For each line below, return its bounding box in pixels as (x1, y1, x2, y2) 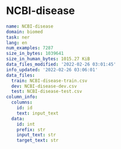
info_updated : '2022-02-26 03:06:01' (6, 67, 98, 72)
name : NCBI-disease (6, 23, 54, 29)
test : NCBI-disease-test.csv (11, 89, 82, 95)
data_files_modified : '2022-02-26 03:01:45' (6, 61, 116, 68)
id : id (16, 105, 33, 111)
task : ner (6, 34, 30, 40)
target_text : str (16, 137, 59, 144)
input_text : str (16, 132, 57, 138)
